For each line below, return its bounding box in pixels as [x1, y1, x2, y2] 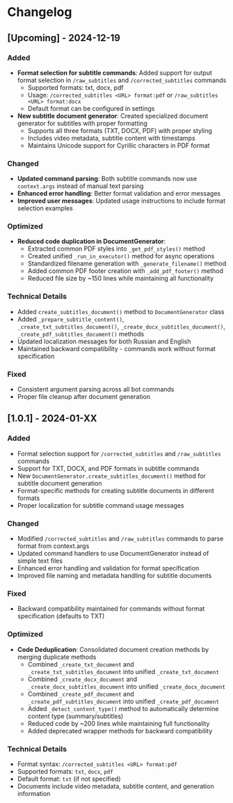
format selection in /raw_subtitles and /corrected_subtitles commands [17, 76, 227, 84]
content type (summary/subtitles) [27, 712, 124, 720]
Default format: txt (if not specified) [17, 774, 121, 783]
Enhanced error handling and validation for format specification [17, 564, 200, 572]
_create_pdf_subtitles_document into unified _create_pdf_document [27, 697, 220, 705]
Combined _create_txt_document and [27, 660, 134, 669]
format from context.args [17, 542, 90, 550]
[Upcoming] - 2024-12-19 [7, 32, 120, 44]
